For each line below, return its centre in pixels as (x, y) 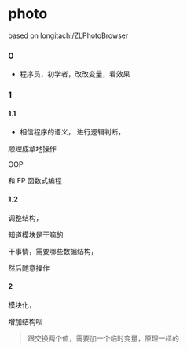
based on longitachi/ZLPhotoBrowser (68, 35)
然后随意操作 (29, 267)
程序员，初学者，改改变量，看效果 (75, 74)
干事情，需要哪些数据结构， (53, 251)
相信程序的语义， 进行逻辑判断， (72, 132)
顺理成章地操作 (32, 149)
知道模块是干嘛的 (36, 234)
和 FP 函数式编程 (35, 181)
